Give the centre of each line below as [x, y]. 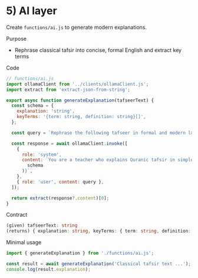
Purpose [16, 38]
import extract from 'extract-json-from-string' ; [68, 90]
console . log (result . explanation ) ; [49, 269]
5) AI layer [32, 11]
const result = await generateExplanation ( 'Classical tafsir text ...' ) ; [99, 264]
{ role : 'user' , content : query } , [60, 182]
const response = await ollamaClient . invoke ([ [70, 143]
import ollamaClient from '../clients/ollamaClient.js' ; [77, 84]
